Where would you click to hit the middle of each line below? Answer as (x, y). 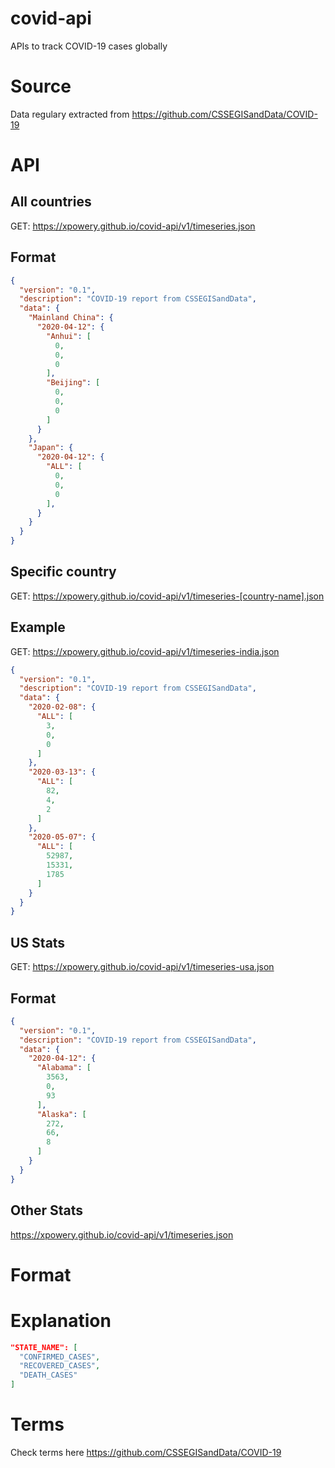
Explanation (61, 1320)
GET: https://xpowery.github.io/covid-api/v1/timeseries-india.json (145, 651)
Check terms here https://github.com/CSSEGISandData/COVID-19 (146, 1452)
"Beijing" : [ (73, 383)
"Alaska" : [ (61, 1114)
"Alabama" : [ (64, 1068)
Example (38, 627)
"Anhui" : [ (69, 336)
